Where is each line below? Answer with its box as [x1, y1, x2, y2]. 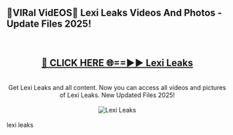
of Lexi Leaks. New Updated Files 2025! [59, 91, 175, 99]
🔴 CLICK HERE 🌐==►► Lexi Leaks [41, 57, 194, 69]
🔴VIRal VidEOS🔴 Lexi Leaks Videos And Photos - [6, 7, 222, 19]
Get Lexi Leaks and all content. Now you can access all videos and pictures [8, 83, 226, 91]
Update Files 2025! [6, 18, 92, 30]
